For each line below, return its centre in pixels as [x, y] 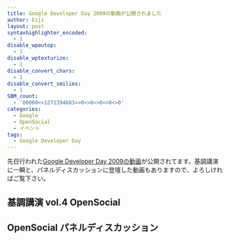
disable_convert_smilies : [44, 84]
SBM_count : [23, 97]
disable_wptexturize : [38, 58]
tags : [15, 134]
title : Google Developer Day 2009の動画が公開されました [84, 13]
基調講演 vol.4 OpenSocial [64, 202]
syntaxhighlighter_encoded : [47, 33]
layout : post [26, 26]
